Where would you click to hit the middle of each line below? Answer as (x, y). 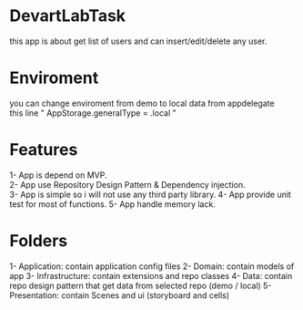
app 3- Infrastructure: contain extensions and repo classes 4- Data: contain (151, 275)
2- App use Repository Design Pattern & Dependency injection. (127, 184)
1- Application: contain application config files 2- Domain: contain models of (152, 266)
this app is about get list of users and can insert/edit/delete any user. (138, 41)
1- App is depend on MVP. (58, 175)
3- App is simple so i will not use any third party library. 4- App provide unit (150, 194)
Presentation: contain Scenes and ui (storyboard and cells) (120, 295)
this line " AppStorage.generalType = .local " (93, 113)
